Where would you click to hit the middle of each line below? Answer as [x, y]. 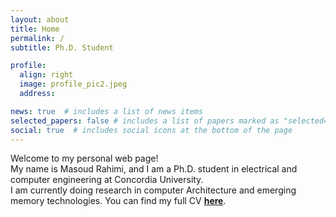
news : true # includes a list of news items [106, 111]
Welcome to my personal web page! [84, 158]
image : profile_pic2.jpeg [73, 84]
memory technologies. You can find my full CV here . [118, 201]
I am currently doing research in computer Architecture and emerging [153, 190]
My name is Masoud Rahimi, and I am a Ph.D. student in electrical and [154, 169]
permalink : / [37, 38]
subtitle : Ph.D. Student [62, 47]
